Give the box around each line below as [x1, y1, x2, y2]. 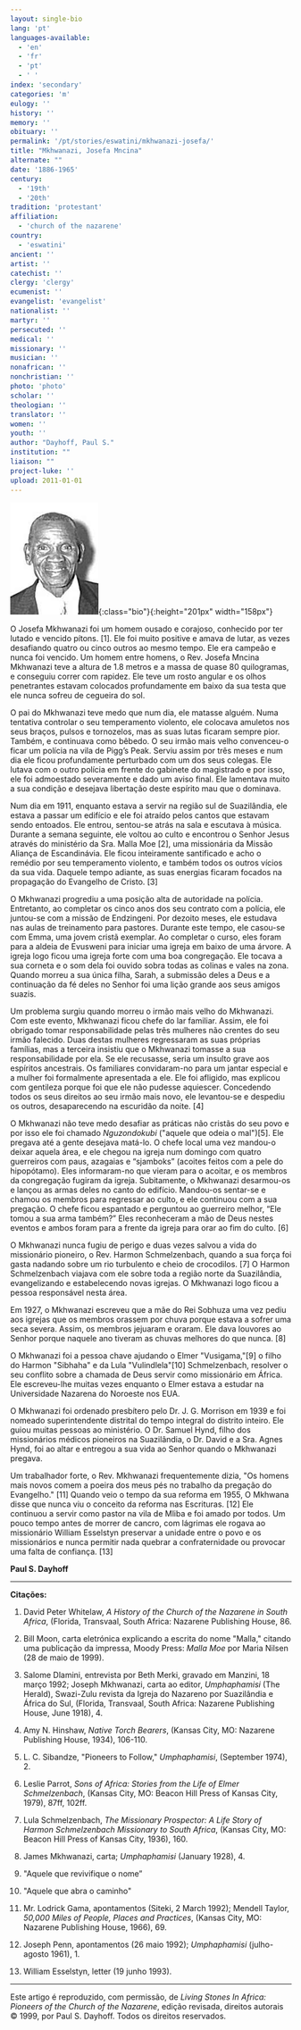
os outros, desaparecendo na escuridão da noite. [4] [10, 1100, 205, 1111]
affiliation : [10, 213, 59, 221]
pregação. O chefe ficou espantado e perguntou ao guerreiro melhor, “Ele [10, 1203, 282, 1214]
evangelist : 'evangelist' [10, 297, 106, 306]
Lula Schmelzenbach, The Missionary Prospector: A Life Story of [22, 1814, 263, 1825]
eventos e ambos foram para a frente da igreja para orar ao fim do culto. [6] [10, 1222, 289, 1232]
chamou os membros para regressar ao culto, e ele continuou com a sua [10, 1193, 278, 1205]
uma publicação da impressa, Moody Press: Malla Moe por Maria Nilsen [22, 1642, 288, 1653]
